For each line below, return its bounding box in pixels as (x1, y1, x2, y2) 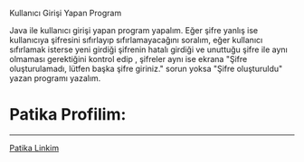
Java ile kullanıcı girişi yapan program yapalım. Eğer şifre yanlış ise (9, 25, 259, 35)
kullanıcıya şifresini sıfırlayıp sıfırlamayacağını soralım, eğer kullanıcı (9, 35, 263, 45)
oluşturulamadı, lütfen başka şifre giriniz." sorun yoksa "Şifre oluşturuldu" (9, 63, 283, 74)
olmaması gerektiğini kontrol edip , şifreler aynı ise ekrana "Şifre (9, 54, 248, 64)
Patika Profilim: (9, 104, 127, 125)
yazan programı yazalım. (9, 73, 101, 84)
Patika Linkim (9, 142, 60, 153)
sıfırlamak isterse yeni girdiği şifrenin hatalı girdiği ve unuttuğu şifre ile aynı (9, 44, 288, 55)
